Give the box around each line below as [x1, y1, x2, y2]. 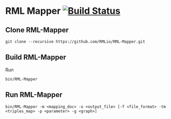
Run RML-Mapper [5, 90, 62, 100]
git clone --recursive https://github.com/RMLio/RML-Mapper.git [5, 39, 145, 44]
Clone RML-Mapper [5, 26, 69, 34]
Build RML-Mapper [5, 53, 67, 62]
